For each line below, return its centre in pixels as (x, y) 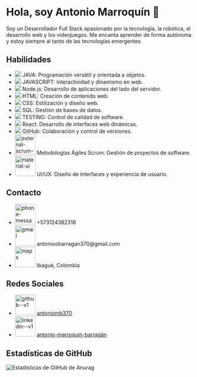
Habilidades (29, 60)
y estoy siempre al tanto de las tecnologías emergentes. (74, 41)
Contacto (24, 193)
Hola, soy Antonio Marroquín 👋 (83, 12)
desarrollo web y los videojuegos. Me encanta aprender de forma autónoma (99, 34)
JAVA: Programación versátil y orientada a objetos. (84, 75)
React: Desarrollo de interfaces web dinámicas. (80, 124)
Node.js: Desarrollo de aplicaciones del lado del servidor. (92, 89)
